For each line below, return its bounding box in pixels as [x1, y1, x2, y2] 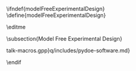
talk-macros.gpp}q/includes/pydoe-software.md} [6, 47, 131, 54]
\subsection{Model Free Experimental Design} [6, 35, 123, 42]
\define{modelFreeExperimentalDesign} [6, 12, 106, 19]
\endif [6, 59, 21, 66]
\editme [6, 24, 26, 30]
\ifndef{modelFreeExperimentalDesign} [6, 5, 105, 12]
